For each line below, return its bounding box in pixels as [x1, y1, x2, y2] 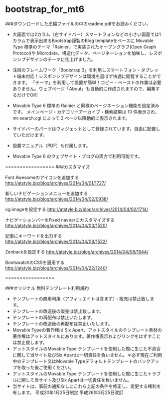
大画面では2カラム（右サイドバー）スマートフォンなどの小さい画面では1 [12, 31, 161, 37]
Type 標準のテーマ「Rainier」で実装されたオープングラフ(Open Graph [12, 43, 157, 49]
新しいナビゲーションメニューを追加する [5, 190, 88, 196]
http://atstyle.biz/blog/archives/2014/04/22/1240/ [5, 265, 107, 271]
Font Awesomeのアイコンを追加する [5, 174, 79, 180]
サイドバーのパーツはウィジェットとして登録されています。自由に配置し [12, 125, 161, 131]
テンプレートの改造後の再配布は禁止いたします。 [12, 320, 113, 326]
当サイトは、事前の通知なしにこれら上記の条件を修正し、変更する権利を [12, 383, 161, 389]
